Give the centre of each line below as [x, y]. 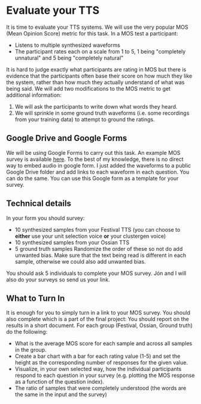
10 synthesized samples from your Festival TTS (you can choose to [98, 229]
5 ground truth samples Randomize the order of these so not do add [99, 249]
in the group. [31, 350]
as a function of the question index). [60, 382]
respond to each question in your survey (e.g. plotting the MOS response [105, 375]
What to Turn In [36, 298]
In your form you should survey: [45, 218]
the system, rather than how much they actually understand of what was [95, 82]
